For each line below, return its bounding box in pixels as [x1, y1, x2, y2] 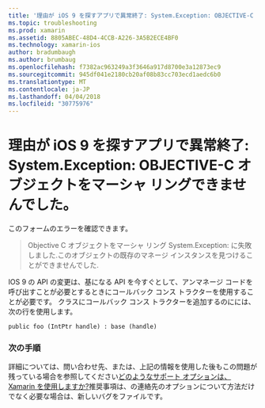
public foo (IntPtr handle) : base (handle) [8, 322, 157, 331]
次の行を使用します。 [8, 307, 78, 317]
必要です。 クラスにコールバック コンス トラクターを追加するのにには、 [21, 297, 256, 307]
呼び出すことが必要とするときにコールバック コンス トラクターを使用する [8, 287, 248, 297]
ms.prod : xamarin [8, 26, 66, 34]
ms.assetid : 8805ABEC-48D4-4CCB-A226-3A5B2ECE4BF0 [8, 33, 179, 42]
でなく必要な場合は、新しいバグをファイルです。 [8, 391, 168, 401]
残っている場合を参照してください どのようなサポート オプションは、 [8, 372, 232, 381]
